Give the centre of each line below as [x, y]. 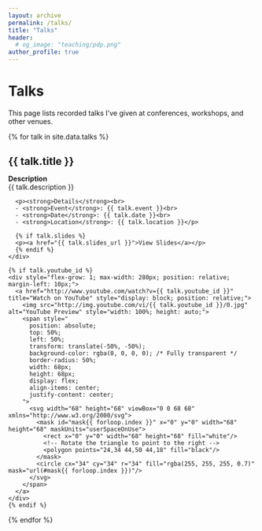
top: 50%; [45, 333]
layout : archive [35, 15]
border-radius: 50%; [63, 361]
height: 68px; [52, 374]
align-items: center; [65, 388]
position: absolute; [63, 326]
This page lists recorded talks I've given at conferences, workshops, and [126, 113]
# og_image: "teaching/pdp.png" [68, 45]
